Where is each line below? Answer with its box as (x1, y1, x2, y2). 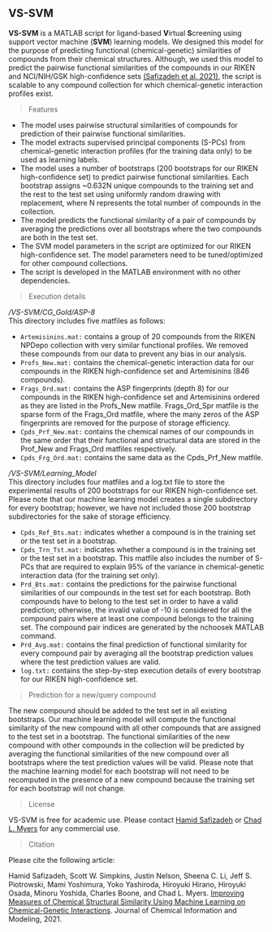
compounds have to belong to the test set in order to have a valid (19, 596, 239, 606)
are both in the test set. (19, 232, 98, 242)
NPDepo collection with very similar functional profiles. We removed (19, 340, 249, 350)
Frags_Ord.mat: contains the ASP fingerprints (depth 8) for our (19, 383, 230, 393)
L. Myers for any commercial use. (8, 823, 120, 833)
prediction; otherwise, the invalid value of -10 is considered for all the (19, 605, 253, 615)
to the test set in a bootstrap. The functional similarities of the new (8, 731, 231, 741)
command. (19, 630, 57, 641)
